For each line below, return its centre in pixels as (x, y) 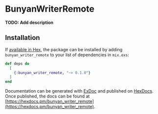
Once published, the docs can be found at (47, 96)
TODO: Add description (29, 22)
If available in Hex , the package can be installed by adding (64, 49)
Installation (23, 38)
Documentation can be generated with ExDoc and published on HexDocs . (79, 91)
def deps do (17, 64)
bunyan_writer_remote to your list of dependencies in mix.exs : (67, 55)
